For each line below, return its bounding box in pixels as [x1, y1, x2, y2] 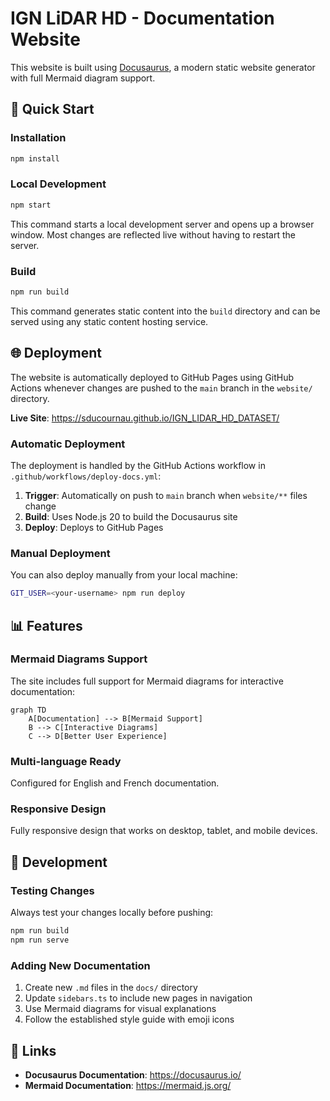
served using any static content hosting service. [10, 315, 209, 327]
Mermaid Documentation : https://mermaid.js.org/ [24, 1079, 232, 1091]
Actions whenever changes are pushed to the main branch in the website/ [10, 382, 313, 394]
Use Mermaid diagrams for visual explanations [24, 1003, 217, 1015]
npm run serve [10, 935, 70, 945]
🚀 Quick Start [10, 101, 95, 118]
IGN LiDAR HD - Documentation [10, 7, 275, 30]
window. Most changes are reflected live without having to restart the [10, 228, 296, 241]
